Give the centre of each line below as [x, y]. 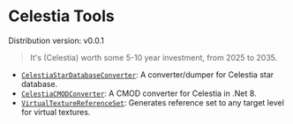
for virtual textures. [56, 112]
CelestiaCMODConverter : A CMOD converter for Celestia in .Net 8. [139, 93]
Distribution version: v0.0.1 [56, 40]
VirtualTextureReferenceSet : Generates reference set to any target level [152, 102]
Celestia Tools [62, 16]
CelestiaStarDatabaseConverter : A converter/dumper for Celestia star [147, 74]
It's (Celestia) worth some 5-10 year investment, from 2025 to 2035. [154, 57]
